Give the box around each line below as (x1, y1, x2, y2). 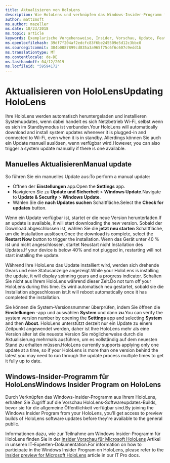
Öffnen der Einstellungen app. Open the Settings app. (12, 183, 125, 189)
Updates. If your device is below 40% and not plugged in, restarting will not (5, 246, 162, 253)
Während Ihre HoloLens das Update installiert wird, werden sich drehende (5, 262, 159, 268)
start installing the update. (5, 252, 60, 258)
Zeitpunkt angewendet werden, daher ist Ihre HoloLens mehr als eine (5, 325, 149, 331)
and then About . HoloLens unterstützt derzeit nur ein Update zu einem (5, 320, 153, 326)
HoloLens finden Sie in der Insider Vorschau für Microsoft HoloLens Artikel (5, 436, 161, 442)
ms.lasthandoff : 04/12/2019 (5, 59, 65, 64)
